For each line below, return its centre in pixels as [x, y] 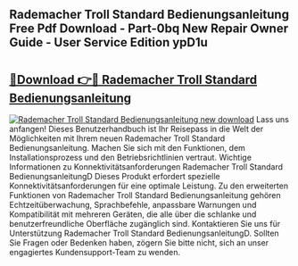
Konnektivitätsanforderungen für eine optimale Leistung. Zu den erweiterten [149, 186]
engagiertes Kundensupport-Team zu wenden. [95, 252]
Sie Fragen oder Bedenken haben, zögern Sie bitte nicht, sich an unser [139, 243]
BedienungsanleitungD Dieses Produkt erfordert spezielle [115, 176]
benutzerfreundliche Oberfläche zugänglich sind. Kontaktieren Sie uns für [145, 224]
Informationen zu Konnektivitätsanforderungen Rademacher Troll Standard [146, 167]
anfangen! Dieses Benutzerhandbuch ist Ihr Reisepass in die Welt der [137, 129]
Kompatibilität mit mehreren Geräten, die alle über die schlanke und [133, 214]
